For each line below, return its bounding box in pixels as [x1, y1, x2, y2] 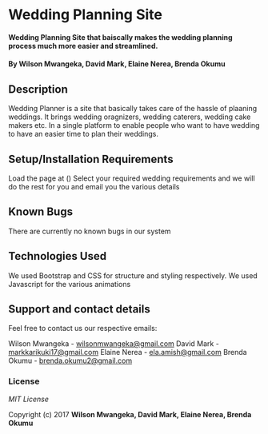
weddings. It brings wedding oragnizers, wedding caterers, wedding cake [8, 112, 251, 121]
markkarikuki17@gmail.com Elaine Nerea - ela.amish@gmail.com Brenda [8, 348, 247, 357]
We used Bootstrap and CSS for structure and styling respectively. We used [8, 270, 258, 281]
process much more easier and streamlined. [8, 41, 158, 50]
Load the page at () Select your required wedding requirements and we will [8, 173, 255, 183]
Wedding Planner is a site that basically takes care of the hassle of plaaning [8, 104, 258, 113]
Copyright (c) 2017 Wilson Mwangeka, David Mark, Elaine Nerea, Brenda [8, 409, 252, 419]
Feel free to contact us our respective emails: [8, 324, 158, 333]
